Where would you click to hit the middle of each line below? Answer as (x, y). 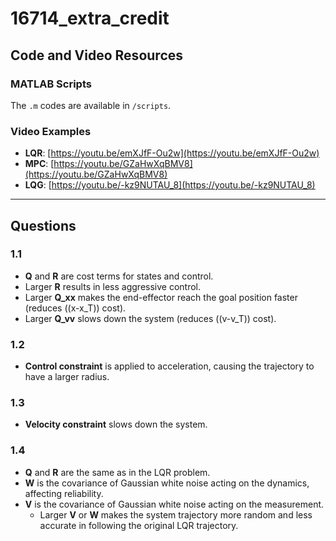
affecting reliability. (64, 493)
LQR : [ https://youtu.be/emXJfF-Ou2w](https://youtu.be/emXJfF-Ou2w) (172, 153)
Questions (43, 225)
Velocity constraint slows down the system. (116, 424)
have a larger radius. (67, 377)
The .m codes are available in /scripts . (91, 105)
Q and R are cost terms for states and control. (119, 276)
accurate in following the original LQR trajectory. (139, 525)
